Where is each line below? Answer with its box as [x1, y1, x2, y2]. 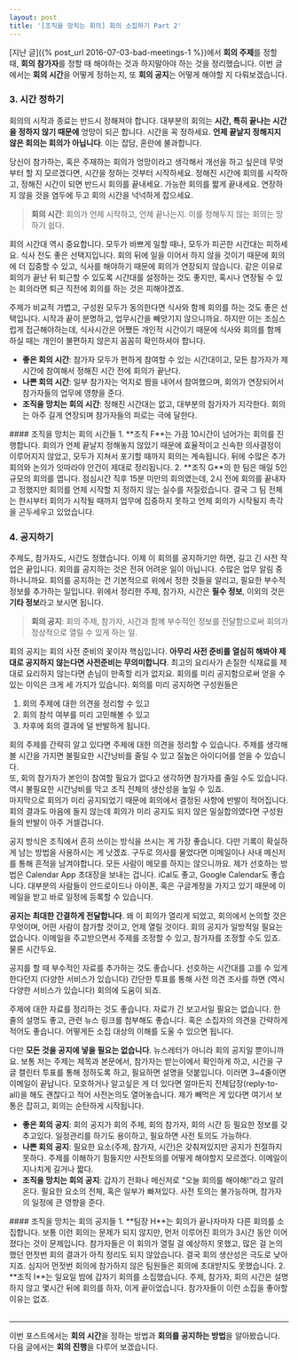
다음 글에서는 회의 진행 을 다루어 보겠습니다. [9, 1341, 158, 1352]
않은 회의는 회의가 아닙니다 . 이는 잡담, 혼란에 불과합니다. [9, 137, 202, 148]
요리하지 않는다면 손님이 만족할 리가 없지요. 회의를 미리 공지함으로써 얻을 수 [25, 668, 286, 679]
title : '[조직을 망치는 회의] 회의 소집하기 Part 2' [9, 21, 182, 30]
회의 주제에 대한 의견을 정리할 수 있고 [21, 699, 151, 709]
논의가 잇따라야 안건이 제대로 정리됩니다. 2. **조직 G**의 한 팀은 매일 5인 [32, 461, 288, 472]
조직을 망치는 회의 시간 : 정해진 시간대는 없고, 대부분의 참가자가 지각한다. [21, 398, 270, 409]
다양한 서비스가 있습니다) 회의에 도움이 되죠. [9, 985, 161, 996]
